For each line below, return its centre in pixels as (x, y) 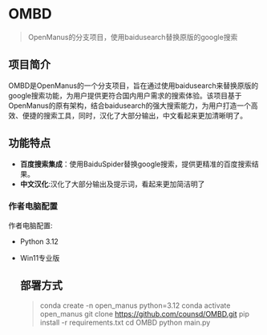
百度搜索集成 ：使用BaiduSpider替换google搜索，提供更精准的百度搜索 (136, 164)
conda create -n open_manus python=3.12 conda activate (135, 305)
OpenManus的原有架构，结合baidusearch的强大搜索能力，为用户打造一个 (129, 106)
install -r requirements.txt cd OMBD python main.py (125, 322)
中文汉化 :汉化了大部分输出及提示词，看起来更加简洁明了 (112, 184)
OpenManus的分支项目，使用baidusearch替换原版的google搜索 (133, 37)
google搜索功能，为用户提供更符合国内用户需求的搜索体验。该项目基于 (125, 95)
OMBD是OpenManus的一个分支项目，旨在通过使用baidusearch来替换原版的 (133, 86)
